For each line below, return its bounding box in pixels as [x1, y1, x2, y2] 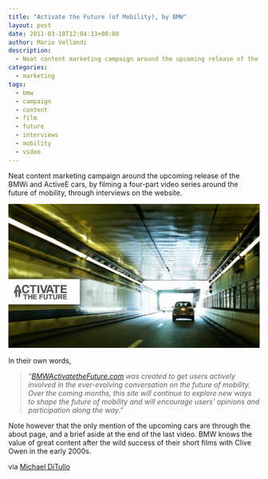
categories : [8, 64, 48, 72]
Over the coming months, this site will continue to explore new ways [27, 388, 252, 397]
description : [8, 46, 52, 55]
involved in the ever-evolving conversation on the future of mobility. [27, 380, 251, 389]
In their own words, [8, 356, 72, 365]
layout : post [8, 21, 52, 30]
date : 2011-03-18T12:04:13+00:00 [8, 30, 120, 38]
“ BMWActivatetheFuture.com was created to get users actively [27, 371, 236, 381]
